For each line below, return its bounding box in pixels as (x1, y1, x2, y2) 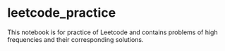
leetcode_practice (7, 5, 116, 21)
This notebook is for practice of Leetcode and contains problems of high (7, 28, 218, 36)
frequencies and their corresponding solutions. (7, 35, 144, 43)
